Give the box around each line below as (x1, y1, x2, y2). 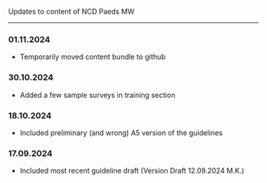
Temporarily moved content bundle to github (19, 52, 166, 62)
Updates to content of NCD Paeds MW (8, 7, 135, 16)
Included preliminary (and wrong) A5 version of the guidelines (19, 127, 223, 138)
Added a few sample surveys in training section (19, 90, 176, 99)
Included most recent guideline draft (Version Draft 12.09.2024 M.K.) (19, 166, 245, 176)
